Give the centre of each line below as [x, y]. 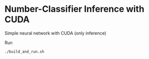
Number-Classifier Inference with [74, 9]
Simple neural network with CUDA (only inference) [55, 33]
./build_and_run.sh [25, 52]
